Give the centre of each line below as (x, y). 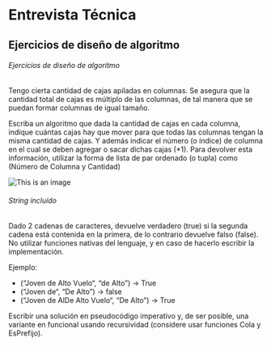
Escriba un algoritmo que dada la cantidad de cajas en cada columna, (125, 123)
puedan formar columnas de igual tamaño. (79, 108)
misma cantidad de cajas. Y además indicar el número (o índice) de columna (135, 140)
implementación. (36, 251)
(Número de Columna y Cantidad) (65, 166)
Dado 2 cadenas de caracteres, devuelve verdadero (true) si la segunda (128, 225)
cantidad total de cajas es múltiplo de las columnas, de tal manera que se (131, 99)
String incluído (32, 201)
